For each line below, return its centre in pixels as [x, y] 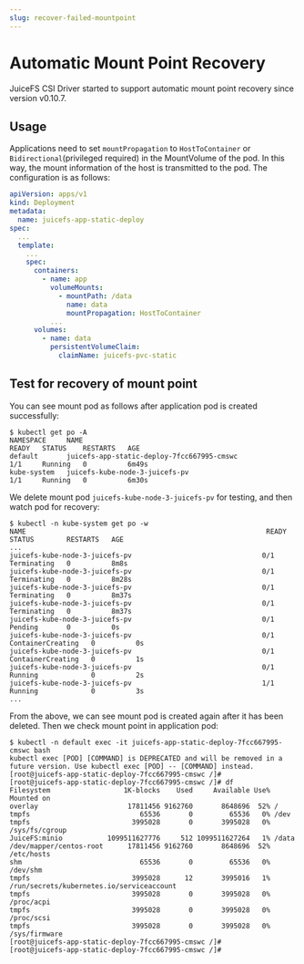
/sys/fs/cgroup [38, 830]
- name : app [65, 279]
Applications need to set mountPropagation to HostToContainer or [130, 149]
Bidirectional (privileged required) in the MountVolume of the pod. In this [147, 158]
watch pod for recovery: [55, 506]
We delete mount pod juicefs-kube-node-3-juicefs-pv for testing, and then [151, 497]
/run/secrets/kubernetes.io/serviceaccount [93, 886]
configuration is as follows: [60, 178]
